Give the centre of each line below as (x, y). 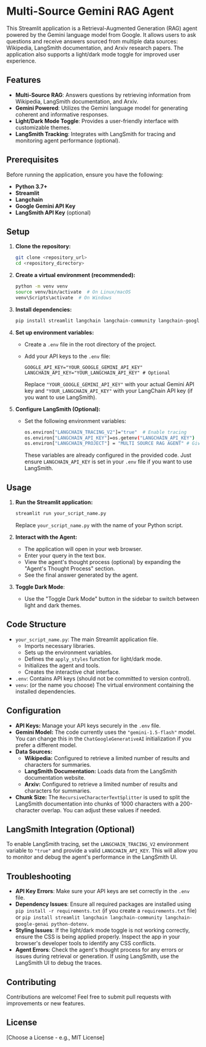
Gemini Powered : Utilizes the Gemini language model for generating (101, 108)
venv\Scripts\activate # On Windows (63, 298)
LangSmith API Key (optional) (53, 212)
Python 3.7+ (31, 186)
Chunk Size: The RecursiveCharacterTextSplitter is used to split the (102, 797)
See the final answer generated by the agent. (81, 575)
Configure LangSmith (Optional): (58, 409)
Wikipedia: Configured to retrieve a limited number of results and (107, 758)
